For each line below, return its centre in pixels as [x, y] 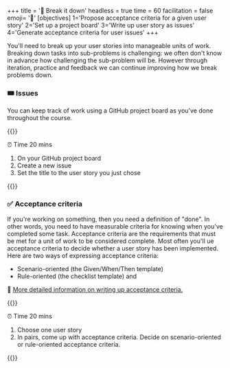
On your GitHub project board [59, 159]
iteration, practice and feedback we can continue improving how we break [112, 68]
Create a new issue [44, 165]
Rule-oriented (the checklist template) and [77, 276]
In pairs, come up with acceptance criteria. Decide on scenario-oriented [119, 337]
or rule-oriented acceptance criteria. [69, 344]
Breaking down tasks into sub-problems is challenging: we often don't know [114, 53]
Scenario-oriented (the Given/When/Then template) [90, 268]
